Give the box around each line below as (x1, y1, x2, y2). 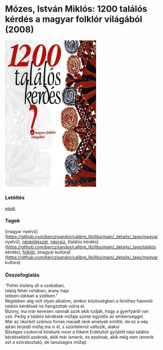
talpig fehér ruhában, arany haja (5, 288, 69, 294)
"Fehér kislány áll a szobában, (5, 283, 65, 288)
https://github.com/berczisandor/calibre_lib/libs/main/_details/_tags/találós (6, 244, 156, 250)
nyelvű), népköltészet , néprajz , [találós (5, 239, 82, 245)
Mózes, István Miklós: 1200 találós (5, 3, 147, 15)
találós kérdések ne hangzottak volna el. (5, 303, 86, 309)
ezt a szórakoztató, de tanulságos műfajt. (5, 339, 88, 345)
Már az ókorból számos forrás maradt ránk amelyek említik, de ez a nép (5, 319, 148, 325)
